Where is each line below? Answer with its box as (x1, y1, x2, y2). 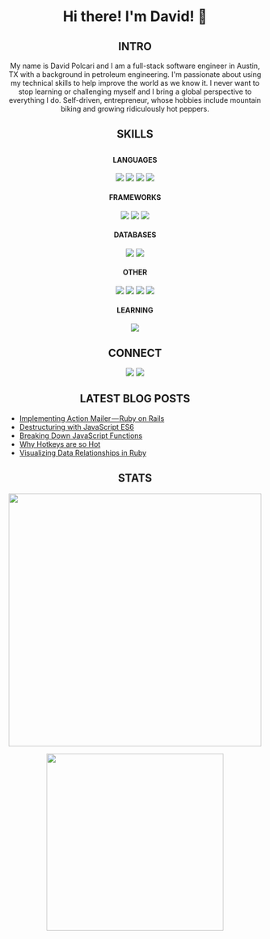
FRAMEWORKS (108, 192, 162, 202)
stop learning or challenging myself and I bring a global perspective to (18, 87, 252, 96)
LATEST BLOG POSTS (79, 392, 191, 406)
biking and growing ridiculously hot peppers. (61, 104, 209, 113)
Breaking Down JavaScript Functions (19, 431, 143, 440)
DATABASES (113, 230, 157, 240)
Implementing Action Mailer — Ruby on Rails (19, 413, 165, 423)
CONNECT (108, 346, 162, 359)
